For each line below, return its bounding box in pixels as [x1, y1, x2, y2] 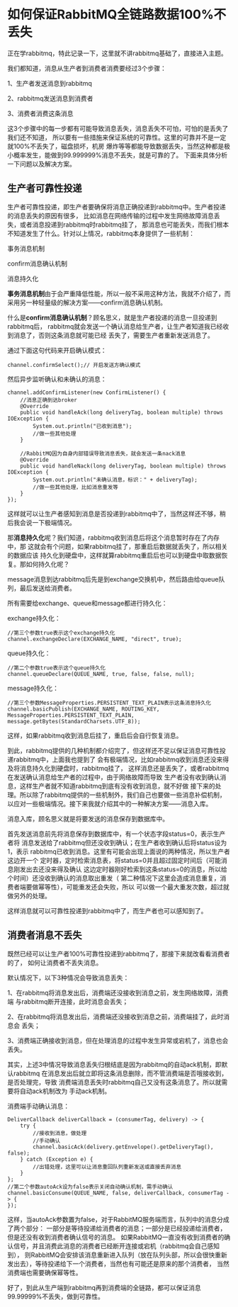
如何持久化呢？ [25, 560, 69, 568]
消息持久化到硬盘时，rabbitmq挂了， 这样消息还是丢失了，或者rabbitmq [19, 764, 229, 772]
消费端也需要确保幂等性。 [7, 1268, 82, 1277]
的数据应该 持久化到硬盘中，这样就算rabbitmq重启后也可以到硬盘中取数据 [7, 550, 222, 560]
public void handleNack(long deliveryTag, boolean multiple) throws [20, 462, 227, 470]
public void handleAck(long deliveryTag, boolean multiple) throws [20, 409, 223, 416]
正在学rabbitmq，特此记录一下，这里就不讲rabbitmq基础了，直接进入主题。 [7, 49, 228, 57]
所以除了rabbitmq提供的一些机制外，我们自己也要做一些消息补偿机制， [19, 791, 227, 799]
